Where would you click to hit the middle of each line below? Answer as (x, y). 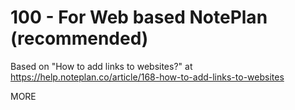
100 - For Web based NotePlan (139, 17)
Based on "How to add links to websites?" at (101, 66)
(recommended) (79, 38)
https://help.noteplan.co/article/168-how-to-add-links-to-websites (147, 77)
